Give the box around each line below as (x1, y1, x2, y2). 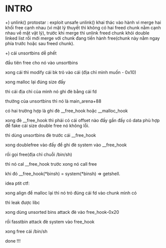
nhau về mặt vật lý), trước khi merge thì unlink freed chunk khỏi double (5, 30, 150, 36)
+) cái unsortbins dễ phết (5, 50, 57, 56)
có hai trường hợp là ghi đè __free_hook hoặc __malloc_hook (5, 108, 128, 114)
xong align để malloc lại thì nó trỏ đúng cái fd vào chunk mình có (5, 189, 137, 196)
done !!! (5, 238, 21, 244)
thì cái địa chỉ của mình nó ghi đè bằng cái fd (5, 88, 97, 94)
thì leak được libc (5, 199, 40, 205)
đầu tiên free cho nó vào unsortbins (5, 60, 78, 65)
